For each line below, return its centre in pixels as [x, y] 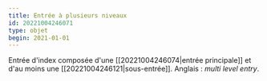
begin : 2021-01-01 [39, 38]
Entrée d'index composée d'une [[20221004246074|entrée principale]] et [130, 60]
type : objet [28, 30]
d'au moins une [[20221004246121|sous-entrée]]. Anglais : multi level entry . [134, 69]
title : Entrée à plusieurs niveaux [68, 15]
